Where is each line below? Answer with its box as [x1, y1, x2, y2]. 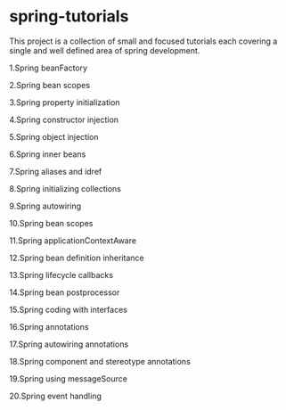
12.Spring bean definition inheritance [9, 252, 144, 263]
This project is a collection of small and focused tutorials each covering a [9, 36, 278, 46]
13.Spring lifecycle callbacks [9, 269, 114, 280]
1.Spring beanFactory [9, 62, 87, 73]
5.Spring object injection [9, 131, 99, 142]
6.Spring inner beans [9, 149, 86, 160]
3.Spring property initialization [9, 96, 120, 108]
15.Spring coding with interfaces [9, 304, 127, 315]
